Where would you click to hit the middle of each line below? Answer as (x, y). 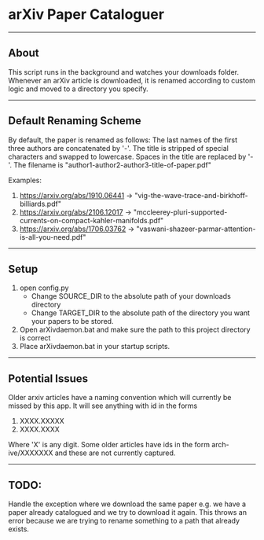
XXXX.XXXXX (42, 421)
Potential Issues (48, 378)
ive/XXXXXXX (31, 453)
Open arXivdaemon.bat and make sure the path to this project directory (135, 330)
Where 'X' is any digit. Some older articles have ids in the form (109, 445)
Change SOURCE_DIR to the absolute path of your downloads (131, 296)
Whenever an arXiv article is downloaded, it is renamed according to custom (132, 80)
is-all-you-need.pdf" (53, 237)
